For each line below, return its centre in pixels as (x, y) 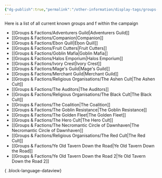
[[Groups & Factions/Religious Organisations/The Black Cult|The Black (81, 94)
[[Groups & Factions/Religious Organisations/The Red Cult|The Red (78, 135)
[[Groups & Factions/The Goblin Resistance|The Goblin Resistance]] (79, 110)
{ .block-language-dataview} (33, 170)
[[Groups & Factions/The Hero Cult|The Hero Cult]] (62, 120)
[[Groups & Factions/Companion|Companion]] (57, 38)
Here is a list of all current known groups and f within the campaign (71, 23)
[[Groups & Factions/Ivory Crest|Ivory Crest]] (56, 63)
